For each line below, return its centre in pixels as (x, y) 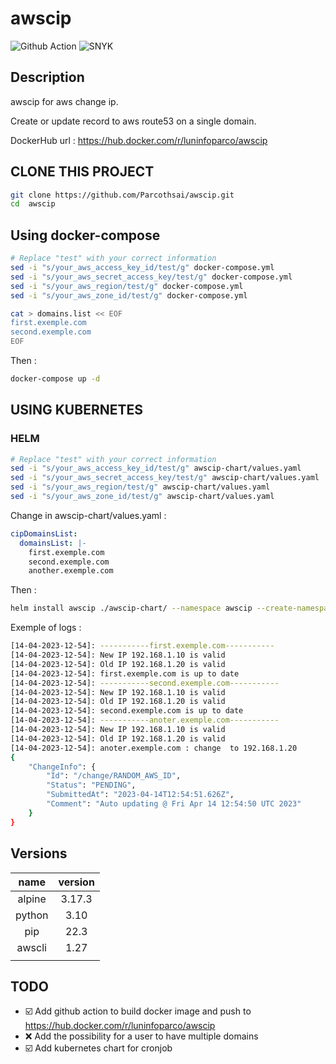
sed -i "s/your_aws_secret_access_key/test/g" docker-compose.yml (151, 277)
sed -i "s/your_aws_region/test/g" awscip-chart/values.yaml (140, 487)
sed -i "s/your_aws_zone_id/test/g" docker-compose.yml (129, 295)
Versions (39, 853)
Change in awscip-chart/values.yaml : (88, 515)
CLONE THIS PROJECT (82, 172)
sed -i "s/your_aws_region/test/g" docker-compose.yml (127, 286)
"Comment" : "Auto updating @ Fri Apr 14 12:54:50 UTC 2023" (174, 804)
